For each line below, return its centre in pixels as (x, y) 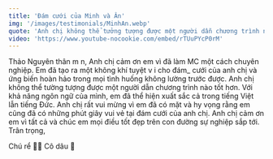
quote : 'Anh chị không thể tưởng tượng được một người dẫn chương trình (134, 31)
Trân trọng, (27, 131)
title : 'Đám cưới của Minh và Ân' (67, 16)
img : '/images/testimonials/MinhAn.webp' (80, 24)
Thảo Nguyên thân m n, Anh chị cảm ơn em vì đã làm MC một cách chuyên (134, 62)
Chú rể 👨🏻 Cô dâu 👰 (42, 146)
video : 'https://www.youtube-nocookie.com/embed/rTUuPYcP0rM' (116, 39)
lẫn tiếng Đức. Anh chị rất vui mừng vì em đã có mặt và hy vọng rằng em (129, 105)
